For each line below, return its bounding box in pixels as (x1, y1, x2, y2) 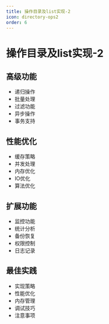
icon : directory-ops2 (6, 14, 59, 20)
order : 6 (6, 19, 27, 25)
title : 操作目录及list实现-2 (6, 8, 71, 15)
